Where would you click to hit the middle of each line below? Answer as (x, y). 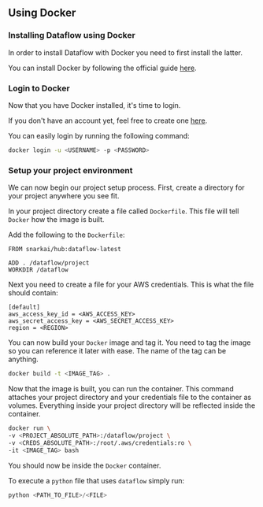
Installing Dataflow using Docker (72, 35)
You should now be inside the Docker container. (85, 465)
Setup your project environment (70, 170)
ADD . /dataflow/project (49, 263)
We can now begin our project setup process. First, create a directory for (127, 187)
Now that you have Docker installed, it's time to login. (94, 105)
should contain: (33, 293)
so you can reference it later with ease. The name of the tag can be (117, 351)
